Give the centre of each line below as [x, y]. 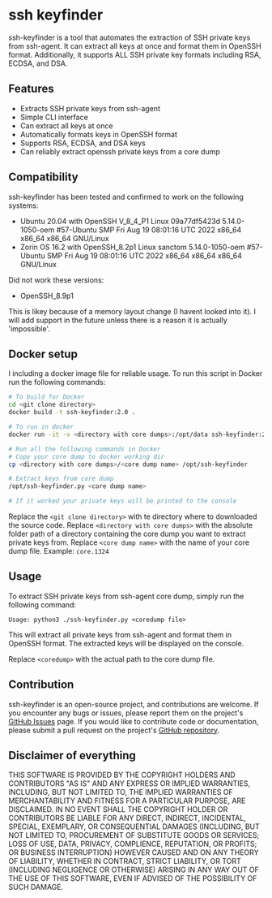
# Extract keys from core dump [61, 479]
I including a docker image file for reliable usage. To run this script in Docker [136, 373]
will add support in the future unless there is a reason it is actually [118, 320]
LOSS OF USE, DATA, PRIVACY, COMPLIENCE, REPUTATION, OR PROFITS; [133, 844]
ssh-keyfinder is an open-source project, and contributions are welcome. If [134, 704]
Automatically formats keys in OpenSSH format [99, 134]
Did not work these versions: [56, 280]
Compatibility [43, 177]
